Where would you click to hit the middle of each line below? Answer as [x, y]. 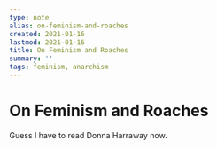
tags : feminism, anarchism [59, 67]
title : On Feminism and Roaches [69, 51]
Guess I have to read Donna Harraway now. [88, 135]
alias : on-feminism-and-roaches [69, 26]
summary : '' [31, 59]
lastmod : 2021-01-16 [47, 42]
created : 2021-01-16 [47, 34]
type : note [29, 17]
